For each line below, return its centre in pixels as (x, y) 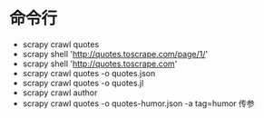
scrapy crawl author (60, 93)
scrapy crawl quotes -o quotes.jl (83, 83)
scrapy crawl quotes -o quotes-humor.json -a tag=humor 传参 (139, 103)
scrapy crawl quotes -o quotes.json (89, 73)
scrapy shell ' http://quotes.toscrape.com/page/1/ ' (115, 54)
